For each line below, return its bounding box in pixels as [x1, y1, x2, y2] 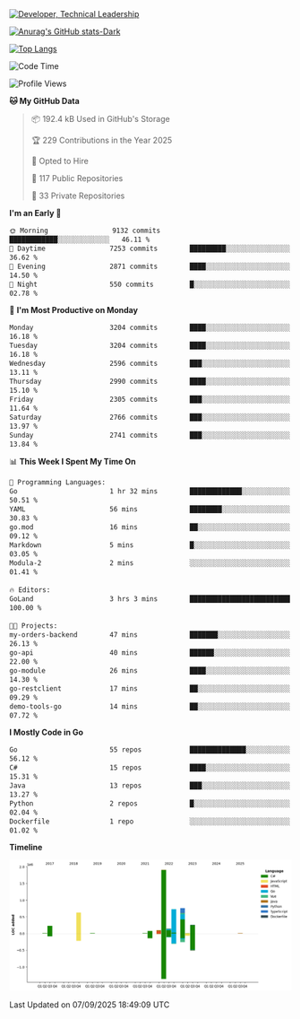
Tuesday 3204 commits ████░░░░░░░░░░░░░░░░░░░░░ [9, 341, 291, 350]
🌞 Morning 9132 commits [9, 226, 161, 235]
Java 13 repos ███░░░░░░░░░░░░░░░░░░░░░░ [9, 781, 291, 790]
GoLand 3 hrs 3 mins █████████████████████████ [9, 595, 291, 604]
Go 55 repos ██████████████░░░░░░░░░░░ [9, 745, 291, 754]
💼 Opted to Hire [30, 156, 90, 166]
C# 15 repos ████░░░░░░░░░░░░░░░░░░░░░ [9, 763, 291, 772]
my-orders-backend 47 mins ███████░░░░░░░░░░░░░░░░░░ [9, 631, 291, 640]
